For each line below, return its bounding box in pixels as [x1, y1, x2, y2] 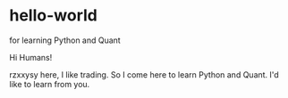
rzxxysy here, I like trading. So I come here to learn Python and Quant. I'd [9, 69, 279, 80]
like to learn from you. [9, 78, 90, 89]
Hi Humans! [9, 52, 53, 62]
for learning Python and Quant [9, 35, 121, 45]
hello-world [9, 5, 98, 26]
